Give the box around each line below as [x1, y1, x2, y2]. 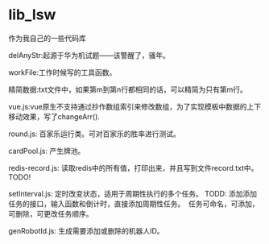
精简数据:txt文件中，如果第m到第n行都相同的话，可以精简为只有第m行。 [8, 85, 247, 94]
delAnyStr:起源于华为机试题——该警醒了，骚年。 [8, 50, 171, 60]
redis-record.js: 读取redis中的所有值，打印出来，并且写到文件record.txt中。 [8, 163, 259, 172]
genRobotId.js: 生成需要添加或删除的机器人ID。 [8, 225, 164, 235]
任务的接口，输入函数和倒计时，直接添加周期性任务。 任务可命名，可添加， [8, 199, 259, 209]
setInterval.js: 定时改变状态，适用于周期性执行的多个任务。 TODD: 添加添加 [8, 188, 258, 198]
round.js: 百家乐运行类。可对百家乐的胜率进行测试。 [8, 129, 181, 139]
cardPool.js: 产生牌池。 [8, 146, 85, 155]
